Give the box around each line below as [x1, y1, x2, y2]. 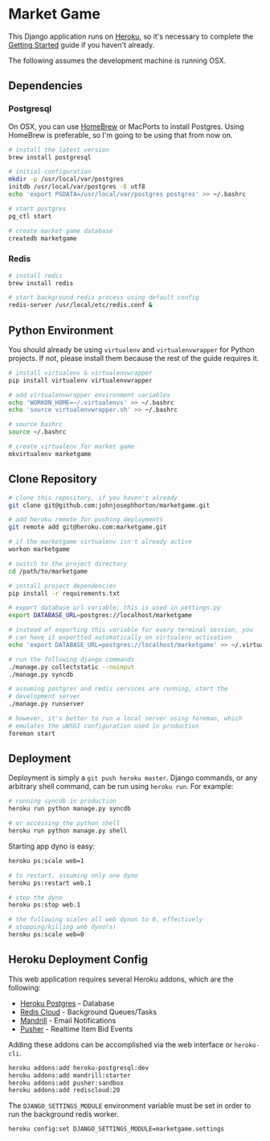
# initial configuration [8, 168, 92, 176]
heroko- [234, 1041, 260, 1049]
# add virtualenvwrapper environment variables [8, 391, 171, 399]
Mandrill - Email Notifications [19, 1015, 117, 1025]
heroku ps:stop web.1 [8, 901, 81, 909]
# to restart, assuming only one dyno [8, 871, 138, 879]
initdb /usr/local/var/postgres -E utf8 [8, 183, 146, 191]
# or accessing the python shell [8, 819, 121, 828]
